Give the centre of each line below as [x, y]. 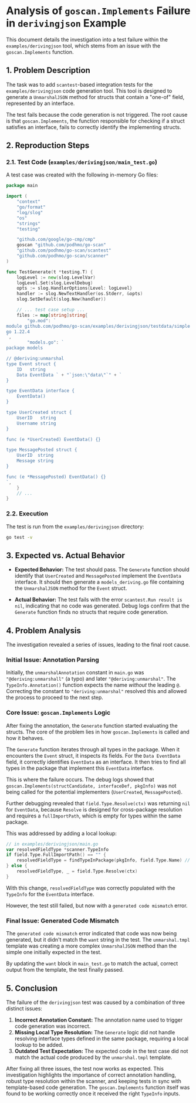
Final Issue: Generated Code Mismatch [62, 921]
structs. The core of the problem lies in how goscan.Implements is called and [98, 732]
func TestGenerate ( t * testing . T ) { [50, 272]
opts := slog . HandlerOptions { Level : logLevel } [75, 289]
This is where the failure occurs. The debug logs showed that [80, 779]
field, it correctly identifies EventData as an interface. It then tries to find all [96, 762]
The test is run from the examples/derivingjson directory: [75, 527]
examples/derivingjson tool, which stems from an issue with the [83, 46]
